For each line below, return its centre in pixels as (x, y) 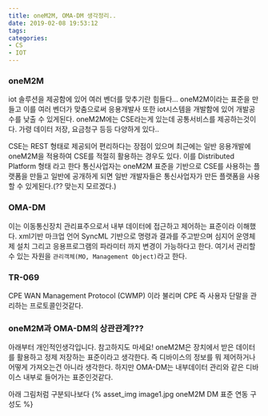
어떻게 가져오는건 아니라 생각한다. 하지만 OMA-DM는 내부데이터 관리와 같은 (126, 367)
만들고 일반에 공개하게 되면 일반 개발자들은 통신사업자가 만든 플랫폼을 (137, 176)
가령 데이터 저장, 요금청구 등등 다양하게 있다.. (89, 130)
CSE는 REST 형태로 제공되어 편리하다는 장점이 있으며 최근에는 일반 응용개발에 (130, 146)
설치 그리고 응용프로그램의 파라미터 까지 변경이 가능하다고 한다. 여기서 (125, 246)
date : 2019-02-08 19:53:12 (53, 23)
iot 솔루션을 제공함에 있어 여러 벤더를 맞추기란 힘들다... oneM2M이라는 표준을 (129, 99)
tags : (17, 30)
